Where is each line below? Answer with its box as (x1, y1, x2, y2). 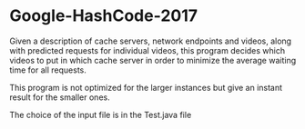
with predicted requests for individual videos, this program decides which (9, 45, 285, 55)
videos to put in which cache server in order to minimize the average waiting (9, 55, 297, 65)
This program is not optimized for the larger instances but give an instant (9, 82, 283, 93)
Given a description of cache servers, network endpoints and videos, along (9, 35, 292, 46)
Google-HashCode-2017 (9, 5, 198, 26)
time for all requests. (9, 64, 86, 75)
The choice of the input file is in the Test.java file (9, 109, 192, 120)
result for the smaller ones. (9, 92, 111, 103)
